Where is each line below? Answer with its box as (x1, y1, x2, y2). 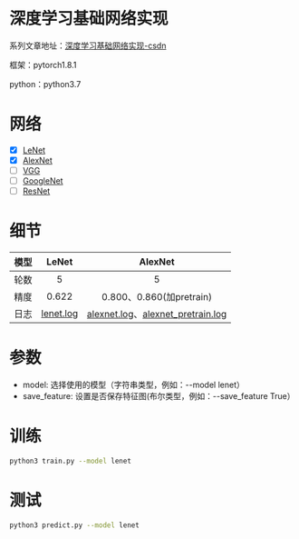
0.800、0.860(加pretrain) (101, 291, 213, 304)
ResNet (22, 185, 51, 196)
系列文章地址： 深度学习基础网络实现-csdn (9, 40, 167, 51)
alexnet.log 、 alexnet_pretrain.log (86, 308, 227, 321)
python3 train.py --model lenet (9, 456, 131, 465)
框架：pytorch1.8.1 (9, 59, 77, 70)
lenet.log (41, 307, 79, 320)
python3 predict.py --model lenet (9, 520, 140, 530)
